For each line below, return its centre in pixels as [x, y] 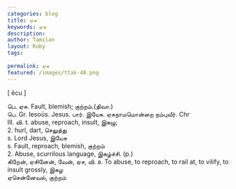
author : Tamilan [31, 40]
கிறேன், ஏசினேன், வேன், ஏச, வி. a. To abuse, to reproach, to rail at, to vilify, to [118, 162]
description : [26, 33]
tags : [15, 53]
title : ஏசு [22, 20]
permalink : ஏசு [29, 66]
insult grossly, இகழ [35, 169]
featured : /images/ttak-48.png [53, 72]
